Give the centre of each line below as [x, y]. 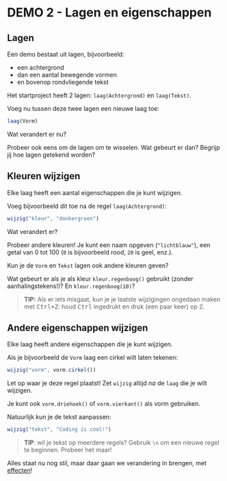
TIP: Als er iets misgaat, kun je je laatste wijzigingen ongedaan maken [122, 299]
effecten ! [20, 471]
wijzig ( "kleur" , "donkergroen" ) [53, 218]
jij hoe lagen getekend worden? [51, 155]
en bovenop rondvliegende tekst [63, 82]
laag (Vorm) [23, 121]
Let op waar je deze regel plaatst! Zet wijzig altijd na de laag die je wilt [107, 383]
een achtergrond [40, 67]
